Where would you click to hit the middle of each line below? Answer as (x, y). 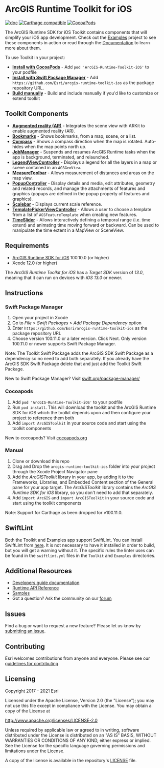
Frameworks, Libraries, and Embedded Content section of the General (83, 482)
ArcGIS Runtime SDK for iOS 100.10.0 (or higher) (60, 257)
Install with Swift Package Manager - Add (55, 77)
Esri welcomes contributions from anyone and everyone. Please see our (78, 658)
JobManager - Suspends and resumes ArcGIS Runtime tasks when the (84, 152)
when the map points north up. (55, 147)
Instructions (24, 293)
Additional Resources (38, 571)
